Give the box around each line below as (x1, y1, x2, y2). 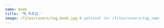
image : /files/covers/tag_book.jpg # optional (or (5, 16, 110, 20)
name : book (5, 7, 27, 12)
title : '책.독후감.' (5, 11, 43, 16)
